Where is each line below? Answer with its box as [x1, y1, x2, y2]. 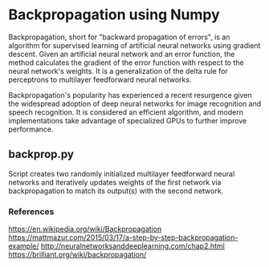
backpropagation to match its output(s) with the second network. [8, 186, 224, 196]
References [8, 206, 55, 217]
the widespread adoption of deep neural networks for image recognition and [8, 99, 262, 108]
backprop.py [8, 148, 75, 161]
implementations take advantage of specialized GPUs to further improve [8, 115, 247, 125]
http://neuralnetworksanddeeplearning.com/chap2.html [40, 241, 225, 251]
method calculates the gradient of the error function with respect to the [8, 58, 244, 67]
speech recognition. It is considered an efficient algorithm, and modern [8, 107, 243, 117]
